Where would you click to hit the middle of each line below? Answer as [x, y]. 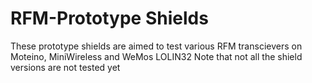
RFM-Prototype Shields [109, 18]
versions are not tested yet [65, 67]
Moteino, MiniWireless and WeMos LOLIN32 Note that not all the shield [156, 56]
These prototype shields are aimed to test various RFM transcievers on [156, 46]
